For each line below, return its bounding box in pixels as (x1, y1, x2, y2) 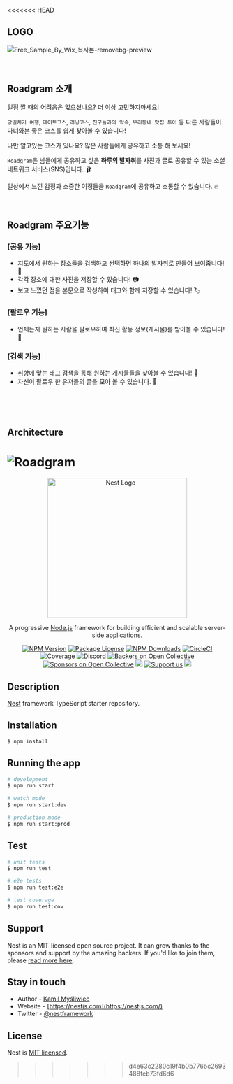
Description (7, 680, 59, 692)
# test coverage (7, 897, 54, 904)
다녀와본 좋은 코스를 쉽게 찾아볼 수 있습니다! (7, 126, 127, 135)
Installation (7, 720, 57, 732)
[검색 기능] (7, 351, 41, 361)
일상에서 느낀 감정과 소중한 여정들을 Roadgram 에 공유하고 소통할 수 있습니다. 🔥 (7, 182, 219, 190)
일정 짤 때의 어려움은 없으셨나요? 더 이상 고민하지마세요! (7, 103, 159, 111)
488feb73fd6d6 (128, 1069, 174, 1078)
